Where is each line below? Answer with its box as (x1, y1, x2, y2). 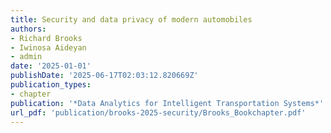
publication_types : (10, 80, 92, 90)
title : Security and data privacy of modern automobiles (10, 14, 253, 25)
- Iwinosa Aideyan (10, 42, 87, 53)
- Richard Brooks (10, 33, 83, 43)
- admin (10, 52, 43, 62)
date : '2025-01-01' (10, 61, 92, 71)
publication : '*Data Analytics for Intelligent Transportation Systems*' (10, 98, 325, 108)
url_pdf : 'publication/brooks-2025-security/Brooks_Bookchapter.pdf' (10, 107, 307, 118)
